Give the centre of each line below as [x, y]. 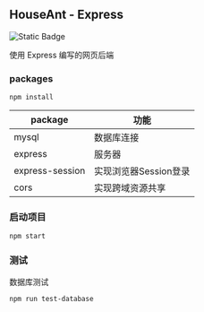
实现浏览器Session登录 [142, 171]
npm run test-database [51, 299]
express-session [50, 171]
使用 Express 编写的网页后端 [62, 55]
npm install [31, 98]
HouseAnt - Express [66, 15]
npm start [28, 237]
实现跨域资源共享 [130, 188]
